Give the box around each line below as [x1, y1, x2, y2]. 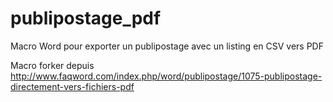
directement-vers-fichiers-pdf [10, 80, 135, 92]
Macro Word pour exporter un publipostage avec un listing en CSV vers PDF [10, 40, 324, 52]
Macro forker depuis [10, 59, 95, 71]
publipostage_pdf [10, 7, 162, 30]
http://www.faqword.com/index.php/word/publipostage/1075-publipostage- [10, 70, 323, 82]
